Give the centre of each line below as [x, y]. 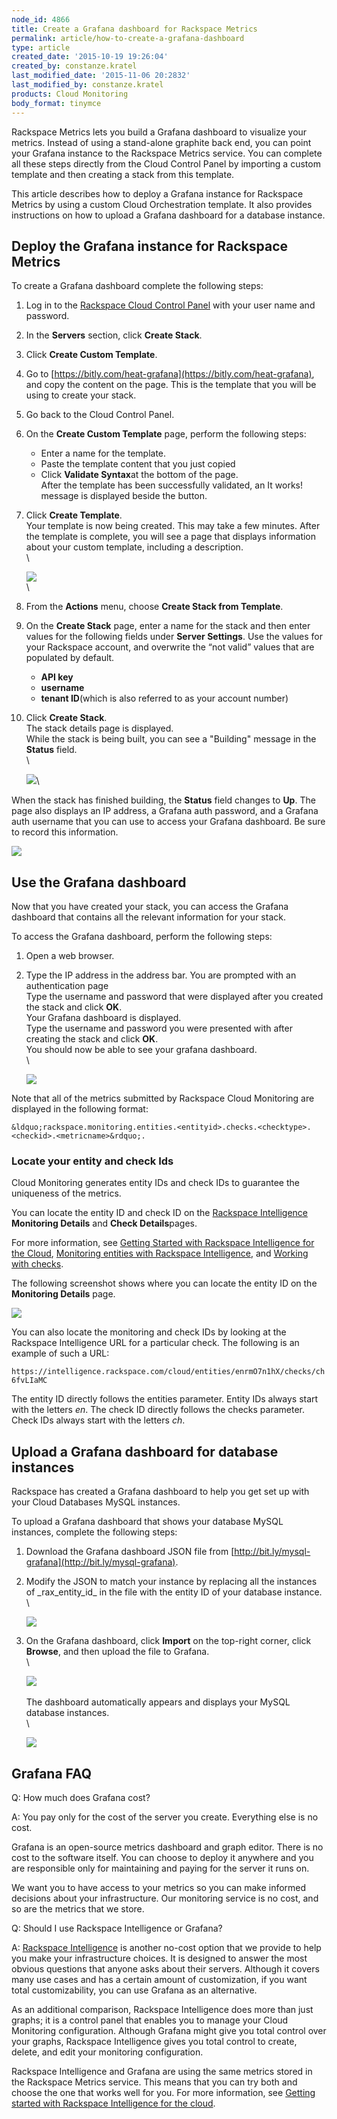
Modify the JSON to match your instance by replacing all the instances [171, 1582]
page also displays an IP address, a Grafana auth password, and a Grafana [165, 811]
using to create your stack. [81, 395]
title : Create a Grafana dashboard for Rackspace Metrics [134, 29]
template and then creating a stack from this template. [123, 174]
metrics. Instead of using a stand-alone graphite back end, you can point [161, 142]
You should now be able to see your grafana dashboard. [141, 1050]
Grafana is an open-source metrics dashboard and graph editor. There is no [167, 1847]
